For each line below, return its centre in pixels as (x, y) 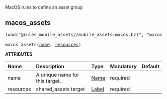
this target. (48, 81)
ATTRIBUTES (19, 54)
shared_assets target (60, 89)
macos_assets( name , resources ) (43, 45)
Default (150, 66)
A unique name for (58, 75)
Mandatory (124, 66)
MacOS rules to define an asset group (44, 7)
